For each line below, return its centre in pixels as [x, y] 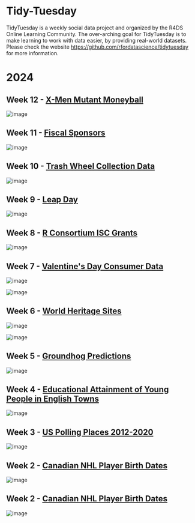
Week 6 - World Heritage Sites [64, 311]
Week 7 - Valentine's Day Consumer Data [85, 266]
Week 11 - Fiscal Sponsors [56, 133]
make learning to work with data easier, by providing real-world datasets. [97, 40]
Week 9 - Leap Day [42, 199]
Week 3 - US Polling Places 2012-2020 [80, 432]
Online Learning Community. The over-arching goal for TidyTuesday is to [96, 34]
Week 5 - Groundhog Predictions [69, 356]
